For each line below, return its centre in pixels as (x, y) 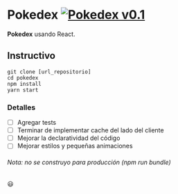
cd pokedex (23, 78)
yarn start (23, 90)
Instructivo (31, 56)
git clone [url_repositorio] (49, 72)
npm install (24, 84)
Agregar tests (37, 123)
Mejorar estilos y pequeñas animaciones (75, 146)
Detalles (21, 107)
